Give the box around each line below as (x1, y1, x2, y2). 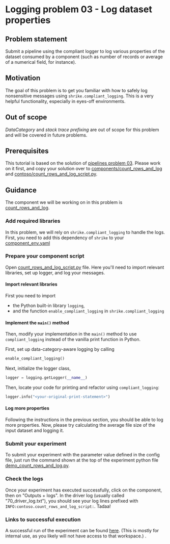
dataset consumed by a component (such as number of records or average (5, 54, 163, 60)
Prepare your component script (5, 252, 84, 260)
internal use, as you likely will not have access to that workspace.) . (5, 533, 147, 539)
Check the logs (5, 475, 43, 482)
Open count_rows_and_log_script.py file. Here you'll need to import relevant (5, 264, 164, 270)
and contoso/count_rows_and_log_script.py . (5, 171, 98, 177)
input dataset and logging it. (5, 427, 64, 434)
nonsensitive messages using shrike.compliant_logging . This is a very (5, 93, 154, 99)
